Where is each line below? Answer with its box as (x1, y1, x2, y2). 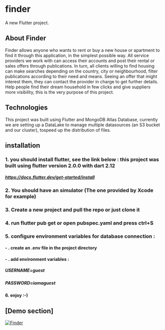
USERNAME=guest (5, 267, 45, 273)
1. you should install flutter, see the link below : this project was (5, 156, 159, 163)
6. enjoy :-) (5, 293, 28, 298)
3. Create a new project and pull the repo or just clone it (5, 206, 140, 213)
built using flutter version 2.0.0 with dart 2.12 (5, 162, 115, 169)
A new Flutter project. (5, 20, 49, 26)
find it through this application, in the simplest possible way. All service (5, 52, 149, 58)
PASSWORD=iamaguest (5, 280, 56, 286)
